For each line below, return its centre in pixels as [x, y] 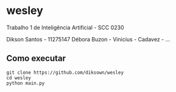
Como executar [36, 58]
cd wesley [19, 78]
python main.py [26, 83]
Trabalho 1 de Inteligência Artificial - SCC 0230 [65, 27]
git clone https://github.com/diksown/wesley [65, 73]
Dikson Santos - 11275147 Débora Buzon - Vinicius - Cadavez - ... [88, 39]
